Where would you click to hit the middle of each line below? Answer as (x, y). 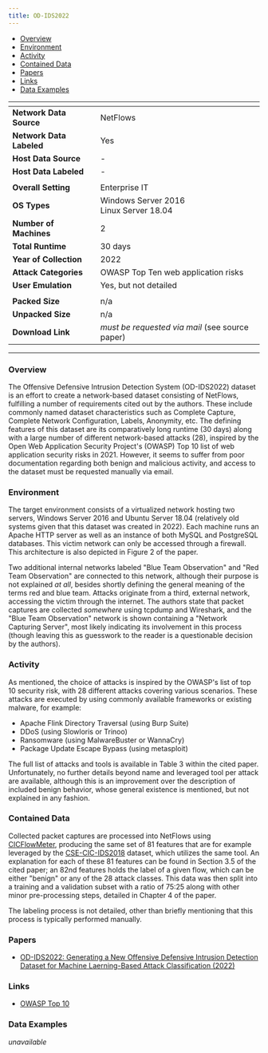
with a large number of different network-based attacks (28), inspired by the (134, 437)
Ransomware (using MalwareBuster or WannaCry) (102, 740)
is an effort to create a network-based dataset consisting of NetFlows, (124, 395)
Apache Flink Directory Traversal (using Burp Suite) (104, 722)
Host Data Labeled (48, 171)
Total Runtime (39, 246)
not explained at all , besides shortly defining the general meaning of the (127, 584)
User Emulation (42, 285)
